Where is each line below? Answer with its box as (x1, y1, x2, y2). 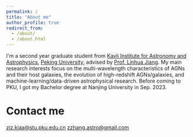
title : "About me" (6, 14, 51, 20)
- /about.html (11, 36, 46, 42)
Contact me (6, 105, 65, 118)
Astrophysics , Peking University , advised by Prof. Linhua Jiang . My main (6, 58, 182, 66)
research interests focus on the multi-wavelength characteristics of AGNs (6, 65, 185, 71)
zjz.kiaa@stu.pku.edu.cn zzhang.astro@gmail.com (6, 123, 129, 131)
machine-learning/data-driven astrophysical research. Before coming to (6, 77, 181, 84)
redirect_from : (6, 25, 44, 31)
